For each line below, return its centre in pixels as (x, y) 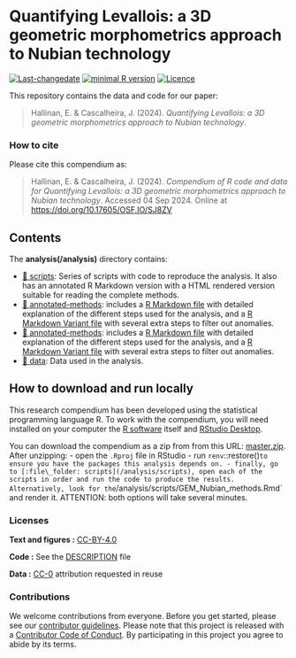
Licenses (29, 520)
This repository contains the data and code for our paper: (114, 96)
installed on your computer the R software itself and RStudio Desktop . (136, 429)
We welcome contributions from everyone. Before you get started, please (143, 616)
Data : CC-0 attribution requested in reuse (86, 574)
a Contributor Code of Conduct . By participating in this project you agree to (146, 635)
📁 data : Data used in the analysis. (83, 361)
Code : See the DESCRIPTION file (70, 557)
